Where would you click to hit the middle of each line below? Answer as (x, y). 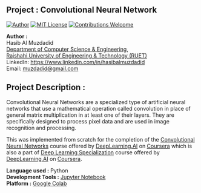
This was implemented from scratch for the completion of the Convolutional (100, 139)
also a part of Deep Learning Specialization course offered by (83, 152)
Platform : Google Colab (37, 183)
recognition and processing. (41, 128)
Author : (17, 36)
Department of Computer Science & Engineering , (67, 49)
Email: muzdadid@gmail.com (42, 68)
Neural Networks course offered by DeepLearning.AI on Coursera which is (99, 146)
